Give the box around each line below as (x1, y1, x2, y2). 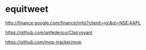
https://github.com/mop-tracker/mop (5, 39, 82, 45)
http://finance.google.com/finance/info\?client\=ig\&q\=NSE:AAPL (5, 20, 141, 26)
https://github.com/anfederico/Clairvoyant (5, 29, 93, 35)
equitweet (5, 3, 49, 15)
